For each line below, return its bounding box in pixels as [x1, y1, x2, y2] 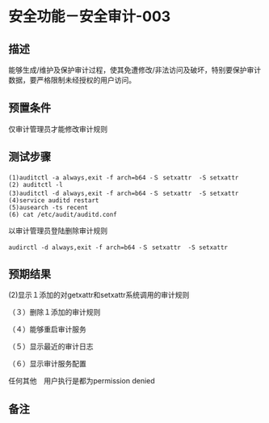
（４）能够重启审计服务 [8, 324, 86, 334]
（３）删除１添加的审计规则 [8, 307, 101, 317]
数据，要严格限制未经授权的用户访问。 [8, 75, 136, 85]
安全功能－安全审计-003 [8, 7, 171, 26]
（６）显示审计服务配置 [8, 359, 86, 369]
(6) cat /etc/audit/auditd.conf [8, 210, 117, 218]
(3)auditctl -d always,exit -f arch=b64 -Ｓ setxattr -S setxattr [8, 189, 239, 197]
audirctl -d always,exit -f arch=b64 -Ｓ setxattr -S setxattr [8, 243, 229, 252]
